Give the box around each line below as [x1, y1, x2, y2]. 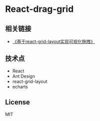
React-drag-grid [5, 3, 74, 15]
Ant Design [12, 73, 36, 79]
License [5, 98, 30, 107]
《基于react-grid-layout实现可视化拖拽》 [12, 39, 96, 44]
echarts [12, 83, 28, 90]
